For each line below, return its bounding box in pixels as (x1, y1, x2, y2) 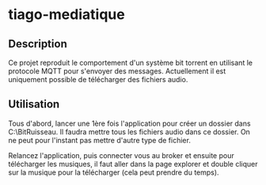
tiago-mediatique (8, 6, 125, 24)
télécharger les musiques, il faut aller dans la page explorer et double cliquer (8, 159, 258, 168)
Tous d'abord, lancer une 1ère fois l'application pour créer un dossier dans (8, 119, 251, 128)
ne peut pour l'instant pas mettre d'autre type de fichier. (8, 135, 192, 145)
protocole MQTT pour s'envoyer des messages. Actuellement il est (8, 66, 226, 76)
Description (8, 37, 67, 51)
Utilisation (8, 97, 60, 111)
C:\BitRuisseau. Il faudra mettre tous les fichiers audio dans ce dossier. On (8, 126, 251, 136)
